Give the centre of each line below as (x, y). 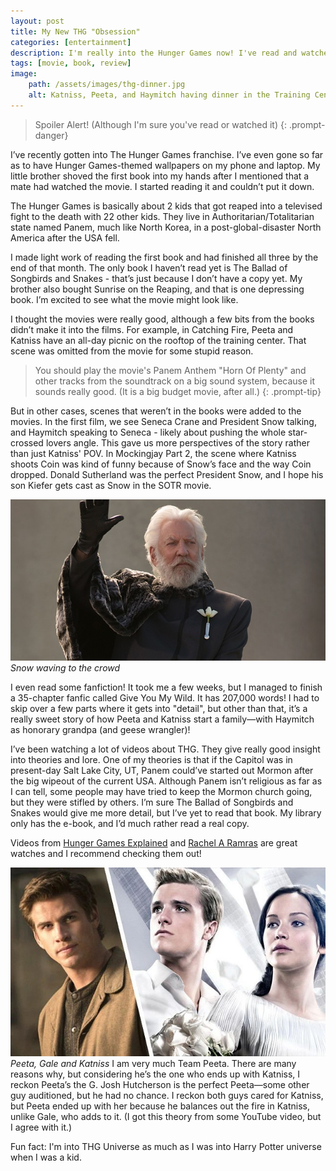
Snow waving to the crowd (65, 667)
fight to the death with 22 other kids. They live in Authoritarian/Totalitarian (162, 216)
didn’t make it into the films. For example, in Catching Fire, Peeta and (152, 329)
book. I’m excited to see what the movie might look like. (124, 299)
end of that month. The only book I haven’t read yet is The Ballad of (149, 267)
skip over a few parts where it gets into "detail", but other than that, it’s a (159, 708)
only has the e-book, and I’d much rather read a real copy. (130, 823)
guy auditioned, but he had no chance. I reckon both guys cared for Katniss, (167, 1096)
